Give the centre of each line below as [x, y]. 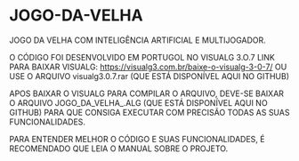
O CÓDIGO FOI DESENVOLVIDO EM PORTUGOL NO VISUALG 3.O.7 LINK [142, 57]
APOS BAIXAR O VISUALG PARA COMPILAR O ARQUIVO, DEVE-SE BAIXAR [147, 93]
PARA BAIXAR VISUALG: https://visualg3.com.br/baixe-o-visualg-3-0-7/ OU [148, 67]
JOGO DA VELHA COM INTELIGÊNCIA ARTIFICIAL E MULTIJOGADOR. [138, 40]
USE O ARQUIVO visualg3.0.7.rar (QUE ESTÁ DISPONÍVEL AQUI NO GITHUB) [149, 76]
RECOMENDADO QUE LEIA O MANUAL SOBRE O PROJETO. [119, 149]
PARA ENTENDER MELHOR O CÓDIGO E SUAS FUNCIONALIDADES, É [137, 139]
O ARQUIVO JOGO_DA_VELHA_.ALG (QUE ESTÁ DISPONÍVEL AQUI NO [139, 102]
